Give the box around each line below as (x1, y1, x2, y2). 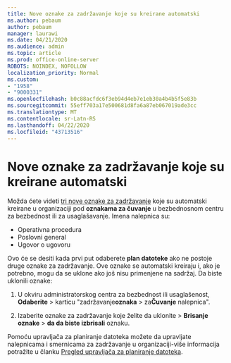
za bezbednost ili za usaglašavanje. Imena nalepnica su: (7, 212, 170, 221)
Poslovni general (17, 233, 67, 242)
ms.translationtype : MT (7, 109, 77, 116)
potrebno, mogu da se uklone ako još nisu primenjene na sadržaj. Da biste (7, 269, 223, 278)
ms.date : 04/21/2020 (7, 37, 68, 44)
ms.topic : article (7, 50, 61, 57)
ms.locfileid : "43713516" (7, 128, 83, 135)
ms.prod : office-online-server (7, 56, 99, 63)
